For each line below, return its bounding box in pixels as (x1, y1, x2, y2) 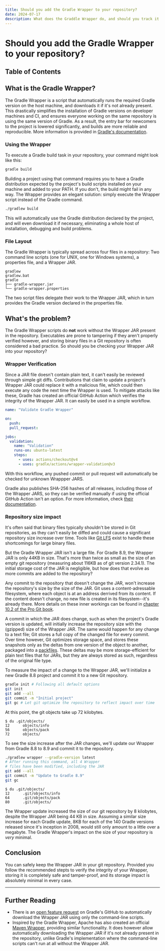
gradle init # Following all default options (5, 682, 100, 687)
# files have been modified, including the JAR (5, 764, 105, 769)
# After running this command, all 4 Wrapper (5, 760, 100, 765)
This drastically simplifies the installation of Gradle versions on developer (5, 108, 153, 114)
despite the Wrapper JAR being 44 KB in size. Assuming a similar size (5, 813, 146, 819)
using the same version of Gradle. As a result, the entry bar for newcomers (5, 118, 157, 124)
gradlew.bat (5, 274, 29, 278)
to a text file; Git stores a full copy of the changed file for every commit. (5, 632, 150, 638)
